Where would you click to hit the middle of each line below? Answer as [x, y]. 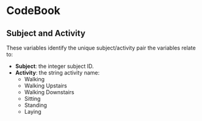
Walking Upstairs [45, 86]
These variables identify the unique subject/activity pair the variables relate [101, 48]
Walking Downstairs [49, 92]
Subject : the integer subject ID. [54, 66]
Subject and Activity [46, 33]
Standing [36, 105]
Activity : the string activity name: [57, 73]
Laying [33, 112]
